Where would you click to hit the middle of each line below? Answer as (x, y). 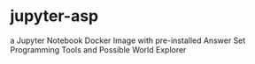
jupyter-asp (54, 16)
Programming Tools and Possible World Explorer (98, 49)
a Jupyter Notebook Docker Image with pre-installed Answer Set (128, 40)
